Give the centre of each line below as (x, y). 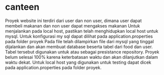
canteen (22, 7)
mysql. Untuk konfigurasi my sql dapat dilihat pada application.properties (79, 36)
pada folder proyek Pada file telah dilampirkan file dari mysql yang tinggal (80, 41)
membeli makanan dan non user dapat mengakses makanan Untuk (73, 25)
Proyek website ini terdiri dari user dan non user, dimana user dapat (73, 21)
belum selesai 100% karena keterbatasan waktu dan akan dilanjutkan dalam (82, 57)
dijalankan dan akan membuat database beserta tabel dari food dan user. (79, 47)
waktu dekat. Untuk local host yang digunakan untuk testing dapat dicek (78, 62)
